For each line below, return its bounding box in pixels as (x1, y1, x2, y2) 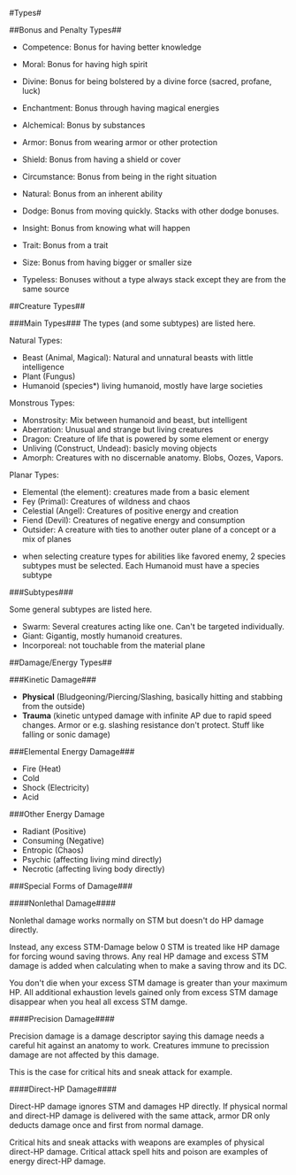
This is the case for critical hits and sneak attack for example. (9, 1067, 232, 1077)
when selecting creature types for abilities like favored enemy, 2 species (21, 551, 286, 561)
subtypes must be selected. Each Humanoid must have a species (21, 560, 260, 570)
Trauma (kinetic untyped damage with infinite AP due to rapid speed (21, 710, 272, 721)
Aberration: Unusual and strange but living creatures (21, 424, 214, 435)
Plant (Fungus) (21, 371, 76, 382)
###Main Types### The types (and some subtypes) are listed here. (9, 318, 256, 329)
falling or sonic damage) (21, 730, 110, 739)
